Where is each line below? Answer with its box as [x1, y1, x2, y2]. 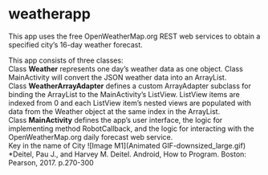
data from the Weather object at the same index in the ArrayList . [8, 106, 221, 116]
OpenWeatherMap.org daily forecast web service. [8, 132, 173, 141]
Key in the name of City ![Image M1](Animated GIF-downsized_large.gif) [8, 140, 246, 150]
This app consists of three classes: [8, 55, 124, 65]
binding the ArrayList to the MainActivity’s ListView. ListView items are [8, 89, 241, 99]
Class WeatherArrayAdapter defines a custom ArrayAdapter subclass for [8, 81, 251, 91]
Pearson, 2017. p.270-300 [8, 157, 94, 167]
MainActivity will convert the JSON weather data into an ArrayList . [8, 72, 227, 82]
